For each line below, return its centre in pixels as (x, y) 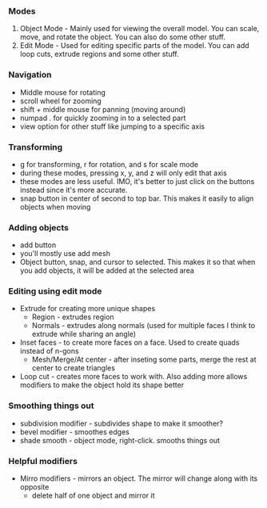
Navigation (30, 75)
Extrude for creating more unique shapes (88, 309)
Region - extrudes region (73, 317)
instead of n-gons (49, 351)
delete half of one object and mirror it (93, 496)
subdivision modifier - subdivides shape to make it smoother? (122, 423)
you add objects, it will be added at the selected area (107, 270)
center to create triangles (74, 368)
